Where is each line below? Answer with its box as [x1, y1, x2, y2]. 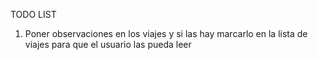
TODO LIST [10, 9, 57, 20]
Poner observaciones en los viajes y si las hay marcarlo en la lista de [24, 28, 308, 39]
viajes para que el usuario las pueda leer [24, 39, 192, 50]
